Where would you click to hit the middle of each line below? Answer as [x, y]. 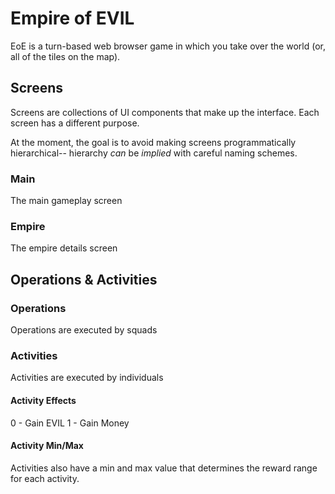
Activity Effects [43, 400]
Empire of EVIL [72, 18]
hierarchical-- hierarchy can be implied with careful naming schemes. [154, 153]
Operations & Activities [84, 279]
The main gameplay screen [66, 201]
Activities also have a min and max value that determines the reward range [164, 468]
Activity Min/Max [47, 446]
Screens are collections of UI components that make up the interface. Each [165, 112]
